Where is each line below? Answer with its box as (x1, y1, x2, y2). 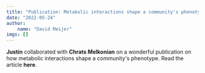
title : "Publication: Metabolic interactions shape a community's (6, 9, 179, 15)
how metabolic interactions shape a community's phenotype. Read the (6, 55, 184, 62)
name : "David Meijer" (17, 26, 72, 32)
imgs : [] (6, 32, 29, 38)
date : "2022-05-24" (6, 15, 56, 21)
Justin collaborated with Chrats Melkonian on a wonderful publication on (6, 48, 192, 55)
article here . (6, 61, 37, 69)
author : (6, 20, 26, 26)
